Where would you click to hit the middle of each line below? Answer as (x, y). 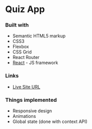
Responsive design (32, 111)
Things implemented (31, 100)
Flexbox (21, 47)
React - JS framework (35, 63)
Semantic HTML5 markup (39, 36)
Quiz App (25, 9)
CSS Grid (22, 52)
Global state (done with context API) (50, 121)
